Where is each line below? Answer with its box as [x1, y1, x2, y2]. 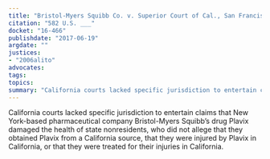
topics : [8, 78, 35, 86]
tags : [8, 71, 27, 79]
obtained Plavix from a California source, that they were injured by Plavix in [8, 133, 257, 143]
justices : [8, 49, 42, 57]
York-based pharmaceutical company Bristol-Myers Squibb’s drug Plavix [8, 117, 249, 126]
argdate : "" [8, 42, 48, 50]
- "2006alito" [8, 57, 56, 65]
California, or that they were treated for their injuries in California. [8, 141, 224, 152]
